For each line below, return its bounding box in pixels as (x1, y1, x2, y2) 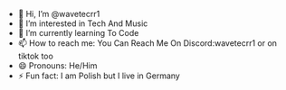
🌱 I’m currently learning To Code (17, 28, 139, 38)
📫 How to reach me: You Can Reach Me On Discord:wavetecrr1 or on (17, 38, 278, 49)
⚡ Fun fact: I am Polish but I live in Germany (17, 70, 181, 81)
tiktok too (17, 50, 54, 61)
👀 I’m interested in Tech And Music (17, 18, 148, 29)
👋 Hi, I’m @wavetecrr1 (17, 9, 100, 19)
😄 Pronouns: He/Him (17, 60, 98, 71)
